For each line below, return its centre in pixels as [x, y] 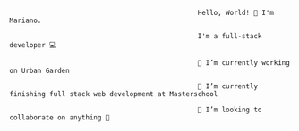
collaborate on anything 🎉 [60, 118]
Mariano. [26, 20]
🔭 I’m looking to [230, 110]
